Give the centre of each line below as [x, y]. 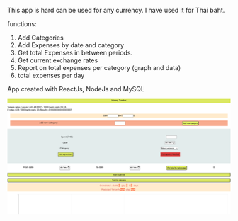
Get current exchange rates [58, 60]
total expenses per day [51, 75]
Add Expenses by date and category [71, 45]
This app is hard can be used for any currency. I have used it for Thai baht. [116, 10]
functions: [22, 24]
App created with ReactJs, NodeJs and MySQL [76, 89]
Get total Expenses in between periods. [75, 53]
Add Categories [40, 38]
